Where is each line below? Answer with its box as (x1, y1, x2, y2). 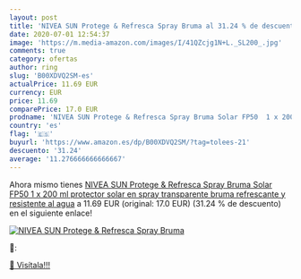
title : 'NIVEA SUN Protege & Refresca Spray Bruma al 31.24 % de (9, 21, 258, 30)
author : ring (9, 63, 58, 72)
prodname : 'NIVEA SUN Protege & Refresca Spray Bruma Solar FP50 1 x (9, 113, 279, 122)
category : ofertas (9, 55, 78, 63)
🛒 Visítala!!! (9, 259, 51, 270)
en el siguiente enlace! (9, 207, 92, 218)
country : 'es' (9, 122, 63, 131)
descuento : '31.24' (9, 146, 82, 155)
